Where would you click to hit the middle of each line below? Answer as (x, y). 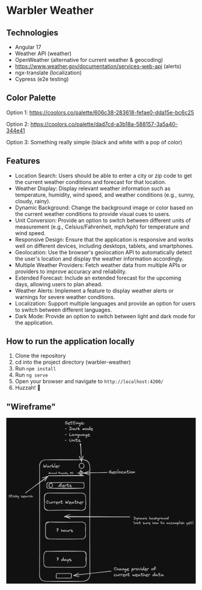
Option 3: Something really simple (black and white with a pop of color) (94, 142)
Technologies (32, 33)
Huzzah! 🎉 (28, 388)
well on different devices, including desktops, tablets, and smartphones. (104, 246)
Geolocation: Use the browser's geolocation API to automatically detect (103, 252)
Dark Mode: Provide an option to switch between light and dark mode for (105, 316)
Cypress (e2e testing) (42, 79)
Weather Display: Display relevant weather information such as (93, 188)
